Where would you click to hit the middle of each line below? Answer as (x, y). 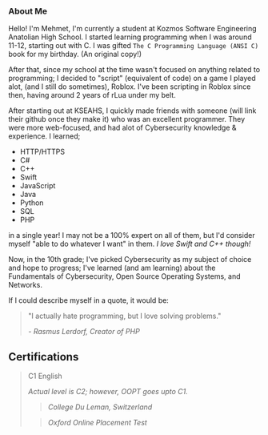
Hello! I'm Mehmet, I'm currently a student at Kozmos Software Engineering (133, 29)
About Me (28, 11)
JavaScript (38, 186)
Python (32, 203)
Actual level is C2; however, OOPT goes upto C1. (108, 392)
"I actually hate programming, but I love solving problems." (124, 316)
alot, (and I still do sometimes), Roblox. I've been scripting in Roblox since (130, 87)
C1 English (45, 376)
